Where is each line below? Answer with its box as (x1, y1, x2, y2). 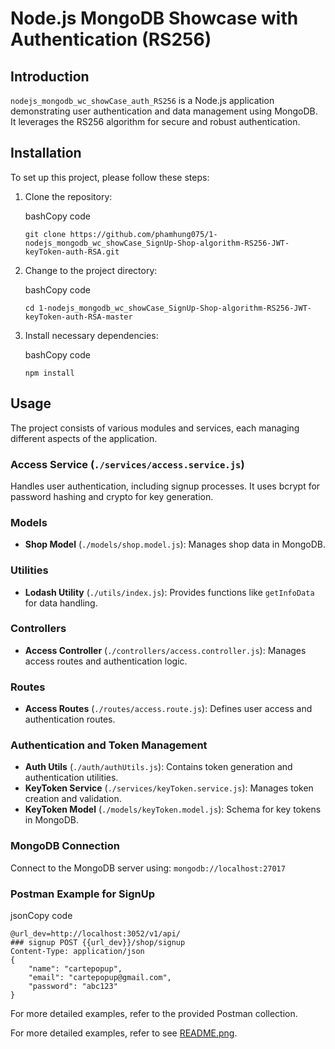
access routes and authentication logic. (24, 655, 188, 667)
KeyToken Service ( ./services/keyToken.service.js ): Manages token (24, 782, 314, 794)
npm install (24, 368, 75, 378)
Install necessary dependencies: (24, 329, 159, 341)
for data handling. (24, 597, 98, 609)
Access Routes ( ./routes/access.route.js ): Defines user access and (24, 703, 313, 715)
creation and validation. (24, 793, 122, 805)
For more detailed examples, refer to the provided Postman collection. (10, 1008, 298, 1019)
